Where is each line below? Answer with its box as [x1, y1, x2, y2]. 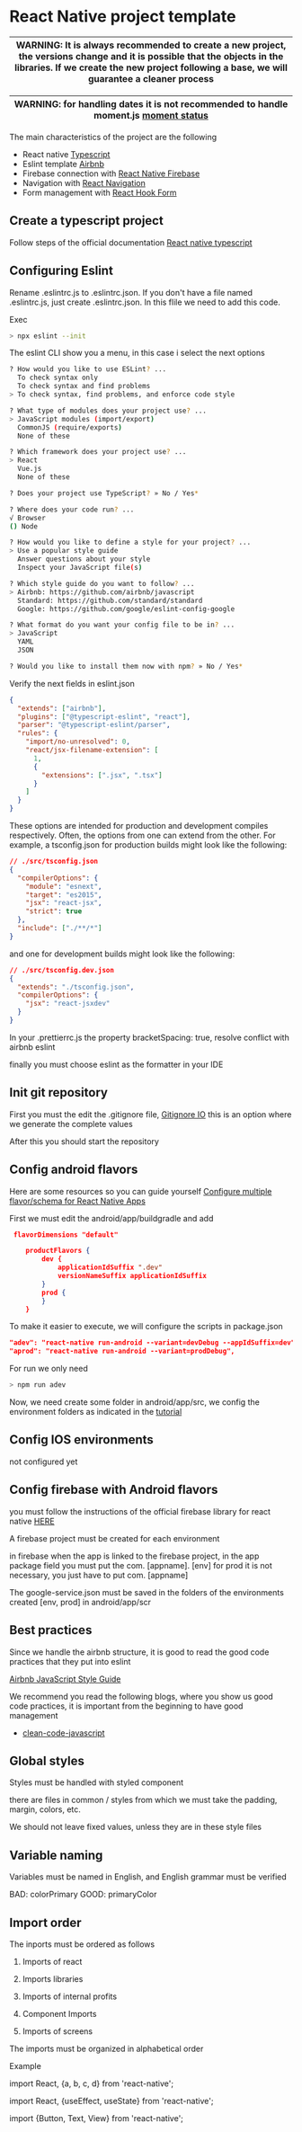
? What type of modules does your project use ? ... [9, 406, 207, 415]
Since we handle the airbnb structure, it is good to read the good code [9, 1647, 270, 1657]
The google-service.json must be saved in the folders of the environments [9, 1586, 285, 1597]
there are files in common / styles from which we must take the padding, [9, 1795, 278, 1806]
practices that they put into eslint [9, 1656, 131, 1666]
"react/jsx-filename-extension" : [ [25, 746, 159, 755]
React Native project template [9, 6, 236, 27]
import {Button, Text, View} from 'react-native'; [9, 2112, 184, 2123]
